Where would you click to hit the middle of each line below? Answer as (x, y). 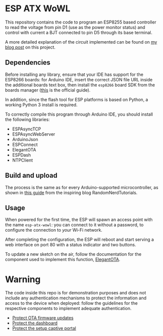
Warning (23, 279)
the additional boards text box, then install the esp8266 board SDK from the (80, 85)
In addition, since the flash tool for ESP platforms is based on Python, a (77, 99)
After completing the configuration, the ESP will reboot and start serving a (80, 240)
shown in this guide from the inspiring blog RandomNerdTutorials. (71, 192)
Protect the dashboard (35, 323)
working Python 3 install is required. (41, 105)
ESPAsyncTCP (26, 129)
